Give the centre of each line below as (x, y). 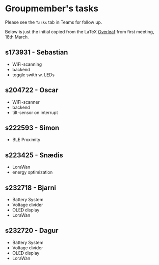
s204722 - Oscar (32, 90)
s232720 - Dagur (32, 231)
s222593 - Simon (32, 128)
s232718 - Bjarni (31, 188)
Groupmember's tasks (52, 9)
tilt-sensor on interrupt (35, 112)
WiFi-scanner (26, 102)
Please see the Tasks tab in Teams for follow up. (53, 22)
